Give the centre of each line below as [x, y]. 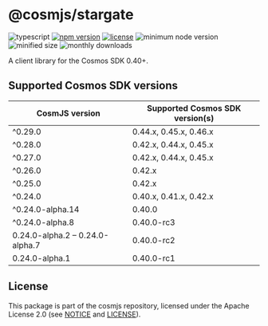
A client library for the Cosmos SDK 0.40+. [79, 61]
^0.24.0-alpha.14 [46, 209]
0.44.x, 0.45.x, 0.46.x [173, 132]
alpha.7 [26, 245]
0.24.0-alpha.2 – [45, 235]
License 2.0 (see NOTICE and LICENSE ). [75, 314]
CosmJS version [69, 113]
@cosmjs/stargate [71, 15]
